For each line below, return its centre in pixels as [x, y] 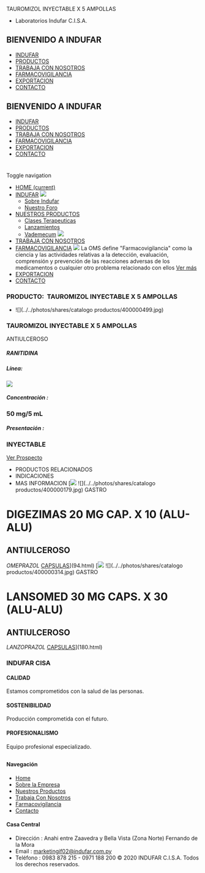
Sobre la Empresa [37, 784]
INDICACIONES [34, 476]
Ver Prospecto [24, 458]
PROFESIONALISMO [32, 733]
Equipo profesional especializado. [49, 746]
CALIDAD [18, 678]
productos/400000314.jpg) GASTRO [52, 572]
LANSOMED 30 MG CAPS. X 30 [87, 597]
